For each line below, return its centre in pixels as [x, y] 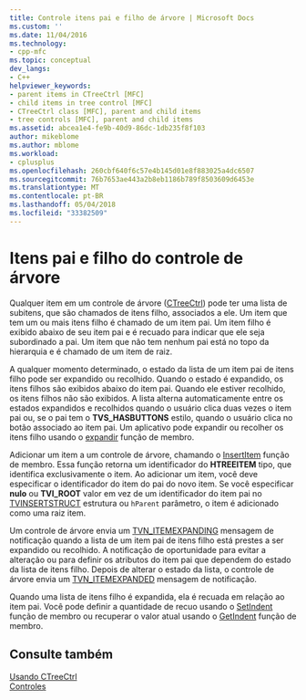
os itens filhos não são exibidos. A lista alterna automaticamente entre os [147, 398]
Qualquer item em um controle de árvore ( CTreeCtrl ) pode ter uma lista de [148, 303]
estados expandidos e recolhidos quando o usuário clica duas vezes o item [151, 408]
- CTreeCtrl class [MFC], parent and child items [106, 111]
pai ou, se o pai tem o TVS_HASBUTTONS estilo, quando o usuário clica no [151, 417]
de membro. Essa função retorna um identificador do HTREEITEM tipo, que [151, 464]
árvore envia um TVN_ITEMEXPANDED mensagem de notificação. [133, 579]
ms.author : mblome [44, 145]
